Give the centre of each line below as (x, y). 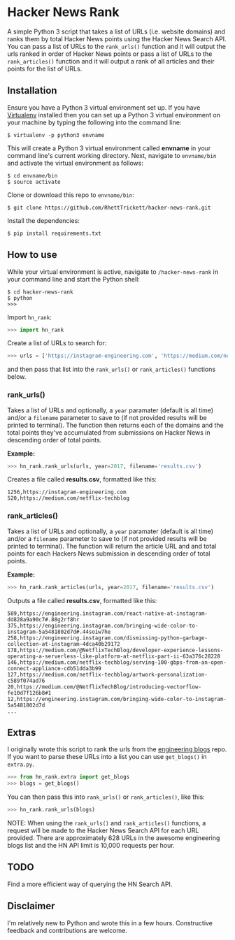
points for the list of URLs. (45, 68)
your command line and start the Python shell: (73, 279)
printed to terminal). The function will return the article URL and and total (112, 546)
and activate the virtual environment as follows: (75, 163)
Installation (32, 91)
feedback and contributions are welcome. (67, 930)
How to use (32, 255)
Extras (22, 733)
